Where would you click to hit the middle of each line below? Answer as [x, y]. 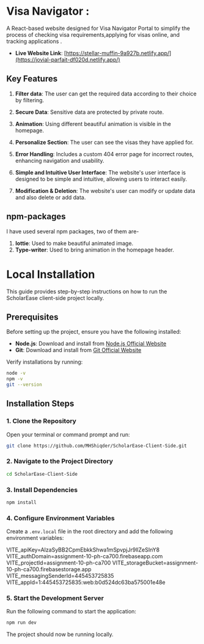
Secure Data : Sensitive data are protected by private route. [89, 112]
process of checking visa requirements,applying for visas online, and [93, 34]
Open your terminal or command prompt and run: [68, 434]
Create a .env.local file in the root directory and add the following [89, 531]
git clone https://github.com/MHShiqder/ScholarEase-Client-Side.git [97, 446]
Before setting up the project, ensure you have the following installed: [94, 332]
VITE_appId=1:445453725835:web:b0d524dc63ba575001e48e [86, 582]
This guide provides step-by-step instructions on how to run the [87, 291]
